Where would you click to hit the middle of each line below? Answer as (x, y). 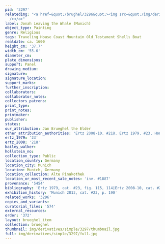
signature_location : (26, 78)
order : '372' (18, 215)
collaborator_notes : (26, 96)
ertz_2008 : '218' (23, 142)
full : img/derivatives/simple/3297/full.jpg (51, 234)
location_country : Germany (33, 160)
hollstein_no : (20, 152)
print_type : (17, 106)
